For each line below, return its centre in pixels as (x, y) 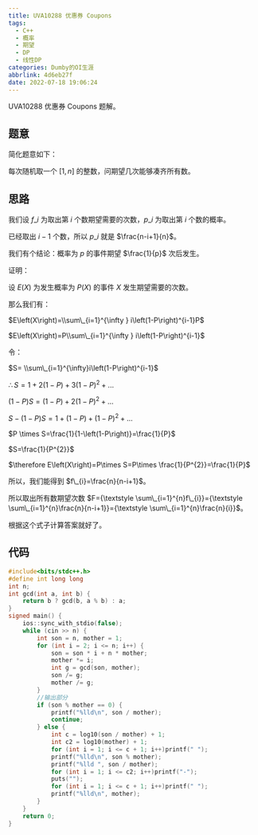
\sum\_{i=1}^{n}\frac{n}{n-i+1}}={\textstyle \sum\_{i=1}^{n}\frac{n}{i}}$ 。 (128, 508)
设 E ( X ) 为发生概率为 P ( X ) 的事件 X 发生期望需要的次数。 (101, 287)
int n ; (19, 586)
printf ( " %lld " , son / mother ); (104, 764)
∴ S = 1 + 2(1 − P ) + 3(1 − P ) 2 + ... (61, 384)
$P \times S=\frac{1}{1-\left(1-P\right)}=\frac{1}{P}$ (92, 434)
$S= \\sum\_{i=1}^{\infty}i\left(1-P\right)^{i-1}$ (84, 368)
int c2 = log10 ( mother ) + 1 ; (99, 742)
